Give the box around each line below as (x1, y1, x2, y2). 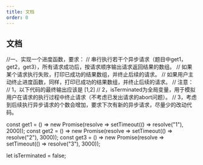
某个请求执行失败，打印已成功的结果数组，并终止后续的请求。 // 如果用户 (6, 71, 188, 78)
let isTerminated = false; (6, 152, 67, 160)
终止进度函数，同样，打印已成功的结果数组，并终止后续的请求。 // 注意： (11, 78, 194, 86)
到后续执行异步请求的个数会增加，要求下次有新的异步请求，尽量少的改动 (6, 101, 187, 109)
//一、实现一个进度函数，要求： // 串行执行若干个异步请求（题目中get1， (6, 56, 187, 63)
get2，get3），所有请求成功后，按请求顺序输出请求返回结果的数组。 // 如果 (6, 63, 193, 70)
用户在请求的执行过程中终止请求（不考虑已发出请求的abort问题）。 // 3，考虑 (6, 93, 197, 101)
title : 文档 (6, 8, 35, 15)
